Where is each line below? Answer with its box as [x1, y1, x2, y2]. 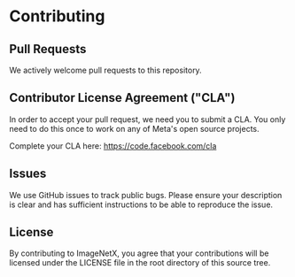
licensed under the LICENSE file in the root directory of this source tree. [9, 258, 271, 268]
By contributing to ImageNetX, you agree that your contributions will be [9, 248, 269, 258]
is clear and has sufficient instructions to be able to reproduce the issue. [9, 199, 273, 210]
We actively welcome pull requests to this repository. [9, 65, 202, 75]
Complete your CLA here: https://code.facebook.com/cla [9, 140, 217, 151]
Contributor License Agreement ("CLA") [9, 90, 236, 105]
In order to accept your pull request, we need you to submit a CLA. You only [9, 113, 286, 125]
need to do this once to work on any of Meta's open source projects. [9, 123, 260, 134]
